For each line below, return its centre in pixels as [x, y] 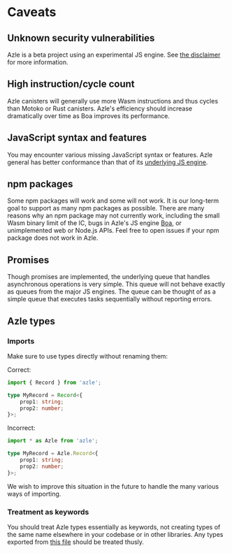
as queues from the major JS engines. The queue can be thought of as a [112, 292]
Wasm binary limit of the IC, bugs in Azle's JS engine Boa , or [94, 223]
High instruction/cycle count [71, 84]
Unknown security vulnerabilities [81, 38]
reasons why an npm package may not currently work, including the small [114, 216]
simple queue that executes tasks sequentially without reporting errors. [110, 299]
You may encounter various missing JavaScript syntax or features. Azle [110, 155]
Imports [21, 341]
